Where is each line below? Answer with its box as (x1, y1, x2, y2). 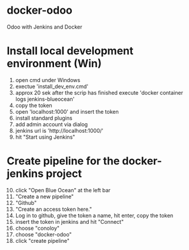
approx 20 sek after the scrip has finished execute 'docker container (15, 89, 184, 96)
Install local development (7, 44, 134, 58)
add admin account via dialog (15, 120, 88, 128)
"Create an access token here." (15, 205, 92, 212)
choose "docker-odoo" (15, 230, 72, 238)
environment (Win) (7, 57, 102, 70)
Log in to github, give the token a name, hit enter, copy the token (15, 212, 174, 219)
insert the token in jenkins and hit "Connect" (15, 218, 124, 225)
